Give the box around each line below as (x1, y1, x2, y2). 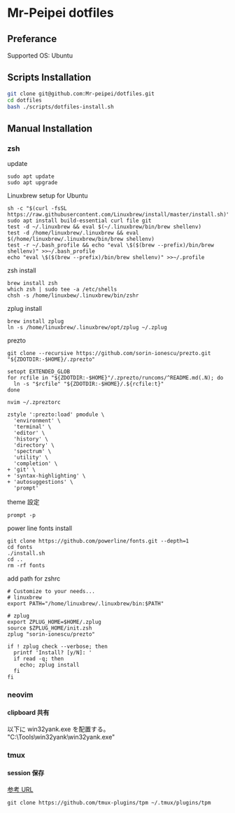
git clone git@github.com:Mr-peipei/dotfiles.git (7, 90, 155, 97)
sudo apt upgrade (7, 179, 58, 186)
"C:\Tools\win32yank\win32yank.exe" (7, 733, 115, 742)
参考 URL (7, 786, 34, 794)
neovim (7, 690, 34, 700)
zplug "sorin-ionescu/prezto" (7, 631, 96, 638)
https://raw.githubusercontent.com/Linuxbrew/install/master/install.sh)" (7, 211, 230, 218)
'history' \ (13, 436, 49, 443)
